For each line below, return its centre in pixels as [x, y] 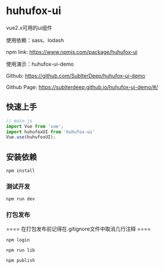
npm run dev [20, 199]
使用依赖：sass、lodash [35, 40]
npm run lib [20, 250]
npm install [20, 171]
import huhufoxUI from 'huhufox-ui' [50, 132]
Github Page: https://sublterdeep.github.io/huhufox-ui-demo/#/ [82, 87]
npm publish [20, 260]
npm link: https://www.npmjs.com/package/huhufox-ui [72, 52]
